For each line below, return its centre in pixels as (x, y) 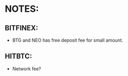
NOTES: (22, 9)
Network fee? (27, 69)
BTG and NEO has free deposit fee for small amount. (68, 40)
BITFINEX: (22, 28)
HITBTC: (19, 56)
